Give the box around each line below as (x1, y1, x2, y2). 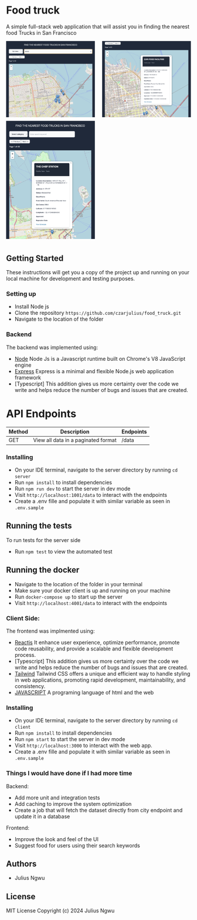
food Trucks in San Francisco (6, 29, 77, 36)
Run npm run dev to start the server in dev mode (14, 485, 131, 492)
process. (14, 652, 36, 659)
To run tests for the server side (6, 536, 81, 543)
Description (60, 428, 90, 436)
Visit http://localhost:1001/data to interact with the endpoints (14, 491, 167, 499)
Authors (6, 859, 37, 869)
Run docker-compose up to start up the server (14, 593, 123, 600)
